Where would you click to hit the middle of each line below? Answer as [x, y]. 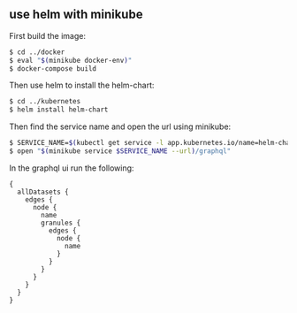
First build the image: [48, 35]
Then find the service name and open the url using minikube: [120, 126]
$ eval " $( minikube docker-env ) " [71, 60]
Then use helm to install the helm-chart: [82, 85]
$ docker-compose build [53, 69]
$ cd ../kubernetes [45, 102]
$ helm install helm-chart [59, 110]
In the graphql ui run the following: [72, 168]
